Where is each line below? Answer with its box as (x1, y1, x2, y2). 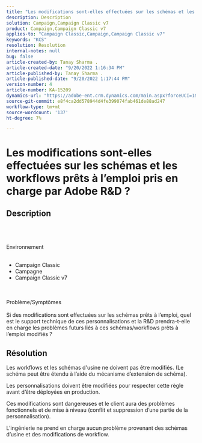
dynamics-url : (6, 93, 42, 99)
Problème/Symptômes (6, 299, 62, 306)
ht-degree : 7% (6, 115, 42, 121)
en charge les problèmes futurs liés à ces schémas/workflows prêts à (6, 324, 179, 331)
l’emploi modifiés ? (6, 331, 53, 338)
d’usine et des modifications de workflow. (6, 431, 109, 438)
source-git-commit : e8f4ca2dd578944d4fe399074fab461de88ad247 (6, 98, 165, 104)
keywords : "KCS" (6, 37, 47, 43)
